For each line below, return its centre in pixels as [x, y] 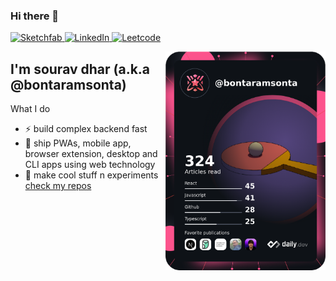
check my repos [58, 186]
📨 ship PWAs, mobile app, [78, 143]
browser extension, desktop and [91, 154]
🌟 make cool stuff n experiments [91, 175]
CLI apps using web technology [90, 165]
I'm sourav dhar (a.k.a [80, 69]
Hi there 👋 [35, 16]
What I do [30, 109]
